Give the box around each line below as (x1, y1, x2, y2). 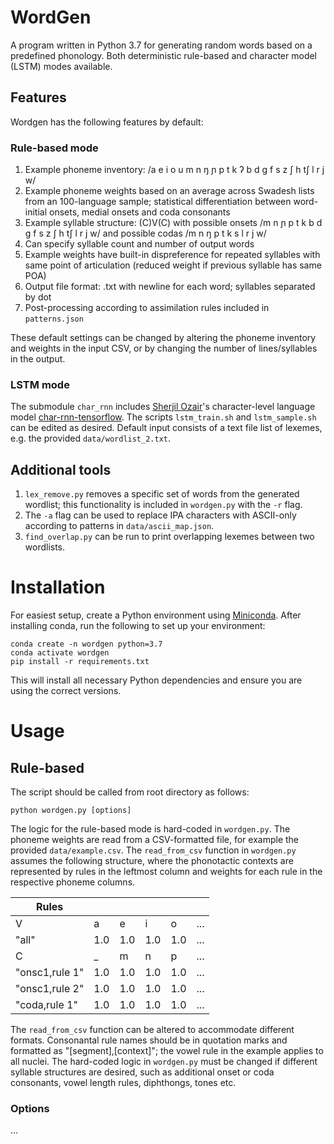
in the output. (10, 353, 66, 365)
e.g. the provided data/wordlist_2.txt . (10, 432, 172, 445)
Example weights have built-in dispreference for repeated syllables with (24, 249, 321, 261)
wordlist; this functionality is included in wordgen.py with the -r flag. (24, 499, 303, 511)
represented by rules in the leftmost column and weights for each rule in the (10, 866, 323, 878)
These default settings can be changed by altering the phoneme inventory (10, 332, 317, 344)
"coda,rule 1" (15, 998, 78, 1012)
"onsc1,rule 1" (15, 966, 85, 980)
